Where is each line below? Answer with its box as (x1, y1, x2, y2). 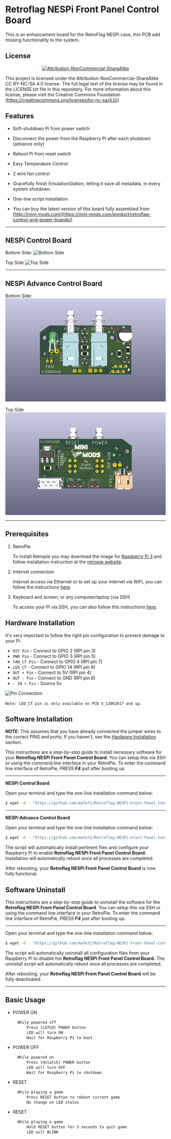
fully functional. (5, 871, 38, 877)
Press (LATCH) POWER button (26, 1025, 86, 1030)
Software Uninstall (5, 885, 66, 894)
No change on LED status (26, 1100, 79, 1105)
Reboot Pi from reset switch (12, 150, 71, 157)
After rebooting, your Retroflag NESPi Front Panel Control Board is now (5, 865, 156, 871)
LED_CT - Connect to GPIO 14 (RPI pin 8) (12, 664, 96, 670)
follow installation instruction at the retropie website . (12, 559, 123, 565)
